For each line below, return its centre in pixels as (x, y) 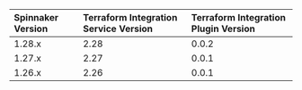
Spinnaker (36, 17)
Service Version (118, 29)
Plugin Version (223, 29)
